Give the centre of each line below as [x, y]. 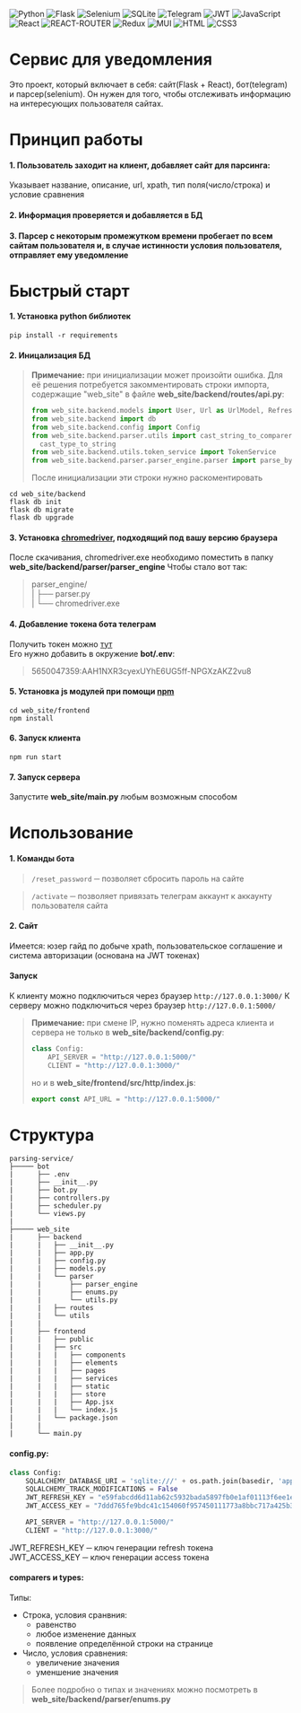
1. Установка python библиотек [70, 316]
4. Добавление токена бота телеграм [83, 625]
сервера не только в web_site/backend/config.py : [128, 1033]
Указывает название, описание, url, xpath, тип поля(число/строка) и [140, 185]
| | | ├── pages [57, 1371]
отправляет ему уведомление [69, 255]
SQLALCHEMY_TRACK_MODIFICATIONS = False [102, 1490]
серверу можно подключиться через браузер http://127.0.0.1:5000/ [143, 1006]
